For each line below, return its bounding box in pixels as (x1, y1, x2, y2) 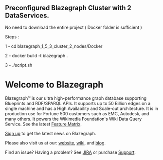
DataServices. (5, 12, 50, 20)
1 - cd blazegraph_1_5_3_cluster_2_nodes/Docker (5, 43, 103, 49)
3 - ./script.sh (5, 62, 33, 68)
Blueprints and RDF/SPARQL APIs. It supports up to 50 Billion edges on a (5, 100, 151, 106)
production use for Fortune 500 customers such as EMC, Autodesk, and (5, 110, 149, 116)
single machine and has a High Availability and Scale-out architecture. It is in (5, 106, 159, 111)
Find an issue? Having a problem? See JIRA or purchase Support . (5, 149, 136, 155)
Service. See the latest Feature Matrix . (5, 121, 82, 127)
